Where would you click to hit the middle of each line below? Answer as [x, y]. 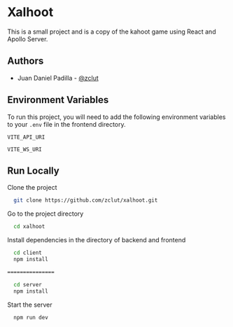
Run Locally [33, 171]
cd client [28, 253]
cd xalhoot [29, 227]
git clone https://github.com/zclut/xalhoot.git [86, 200]
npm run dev [31, 317]
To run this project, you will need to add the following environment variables [116, 117]
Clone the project [32, 188]
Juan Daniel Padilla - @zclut [58, 78]
